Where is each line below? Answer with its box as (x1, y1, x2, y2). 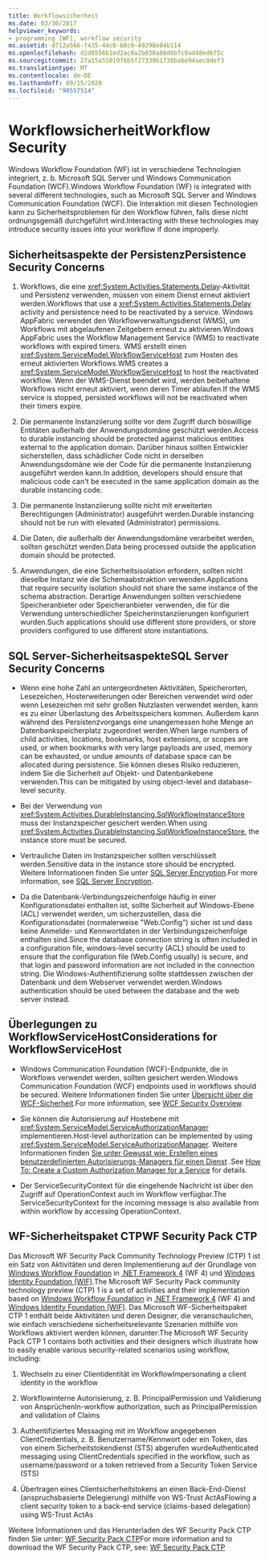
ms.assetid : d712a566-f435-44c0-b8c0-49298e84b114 (8, 42, 181, 50)
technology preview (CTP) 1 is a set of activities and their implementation (8, 1285, 251, 1295)
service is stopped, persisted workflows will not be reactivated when (19, 393, 248, 403)
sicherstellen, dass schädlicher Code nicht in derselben (19, 451, 204, 461)
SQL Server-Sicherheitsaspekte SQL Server (8, 649, 229, 663)
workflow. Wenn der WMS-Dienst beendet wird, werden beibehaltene (19, 375, 251, 386)
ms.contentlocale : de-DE (8, 72, 92, 80)
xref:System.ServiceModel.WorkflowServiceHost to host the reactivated (19, 367, 259, 377)
